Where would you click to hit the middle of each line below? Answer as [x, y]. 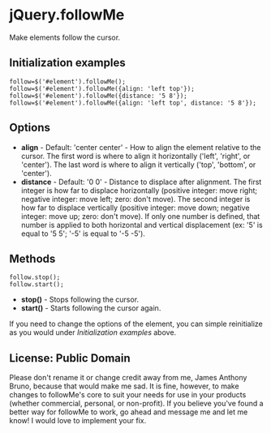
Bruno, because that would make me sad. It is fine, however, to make [124, 386]
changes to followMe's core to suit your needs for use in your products [128, 395]
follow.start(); [37, 285]
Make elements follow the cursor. [65, 37]
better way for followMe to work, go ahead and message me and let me [129, 412]
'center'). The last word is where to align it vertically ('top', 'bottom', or [138, 165]
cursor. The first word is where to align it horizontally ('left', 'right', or [135, 156]
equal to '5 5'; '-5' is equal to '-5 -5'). [83, 234]
